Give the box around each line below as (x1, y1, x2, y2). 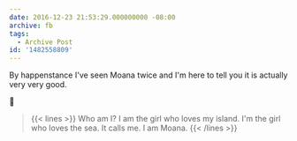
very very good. (9, 79, 68, 90)
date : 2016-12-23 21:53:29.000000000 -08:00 (9, 12, 176, 22)
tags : (9, 29, 29, 38)
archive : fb (9, 21, 53, 30)
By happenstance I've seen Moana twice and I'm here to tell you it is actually (9, 70, 288, 80)
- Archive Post (17, 37, 73, 47)
